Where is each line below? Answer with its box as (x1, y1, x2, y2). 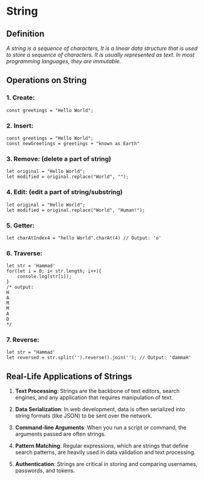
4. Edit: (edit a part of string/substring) (6, 188, 123, 196)
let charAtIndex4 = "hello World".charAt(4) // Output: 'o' (6, 235, 162, 241)
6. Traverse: (6, 249, 42, 257)
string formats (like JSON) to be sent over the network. (15, 412, 153, 420)
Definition (6, 29, 44, 39)
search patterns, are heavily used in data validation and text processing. (15, 449, 196, 456)
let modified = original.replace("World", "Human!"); (6, 207, 146, 213)
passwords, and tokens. (15, 467, 75, 475)
